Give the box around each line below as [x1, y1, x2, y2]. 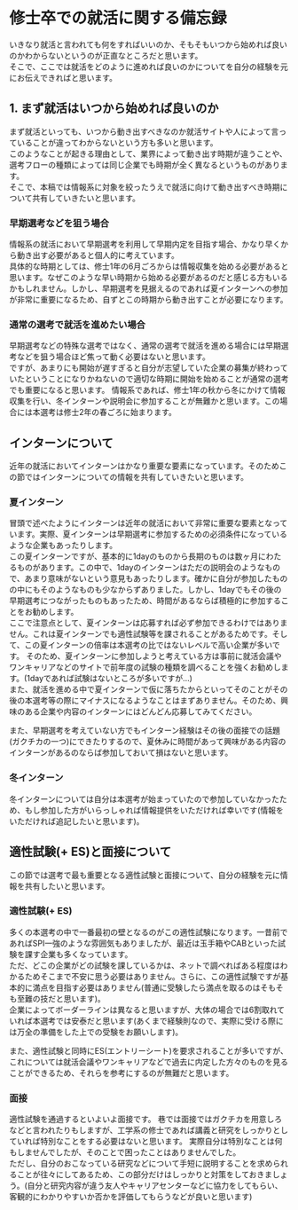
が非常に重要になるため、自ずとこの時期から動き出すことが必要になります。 [9, 295, 288, 305]
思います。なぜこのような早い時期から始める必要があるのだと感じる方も [9, 272, 273, 283]
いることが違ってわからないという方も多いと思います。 [16, 137, 218, 147]
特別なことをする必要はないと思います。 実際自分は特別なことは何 [39, 1136, 283, 1147]
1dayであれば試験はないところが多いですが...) [26, 673, 193, 684]
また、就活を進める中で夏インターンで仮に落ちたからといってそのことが [9, 684, 273, 695]
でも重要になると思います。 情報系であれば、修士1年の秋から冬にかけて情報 [9, 385, 286, 396]
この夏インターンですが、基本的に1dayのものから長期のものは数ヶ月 [9, 551, 259, 562]
